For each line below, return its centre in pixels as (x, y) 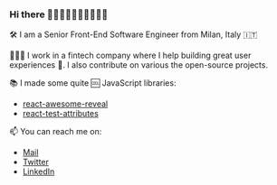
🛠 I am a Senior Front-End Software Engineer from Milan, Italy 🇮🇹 (134, 34)
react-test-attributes (61, 114)
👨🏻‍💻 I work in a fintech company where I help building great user (130, 55)
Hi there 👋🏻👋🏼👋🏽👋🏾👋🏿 (59, 14)
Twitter (36, 162)
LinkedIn (38, 171)
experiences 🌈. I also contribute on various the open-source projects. (139, 65)
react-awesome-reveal (65, 104)
